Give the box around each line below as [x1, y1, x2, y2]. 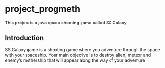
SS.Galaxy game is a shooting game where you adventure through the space [5, 46, 160, 52]
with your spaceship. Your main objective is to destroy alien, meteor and [5, 52, 151, 58]
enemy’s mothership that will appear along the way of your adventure [5, 57, 146, 63]
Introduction [5, 34, 44, 42]
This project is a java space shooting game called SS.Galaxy [5, 20, 127, 25]
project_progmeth [5, 3, 81, 15]
